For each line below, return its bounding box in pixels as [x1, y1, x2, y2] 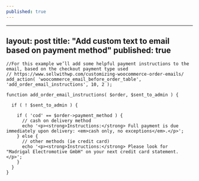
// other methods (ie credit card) [21, 138, 110, 145]
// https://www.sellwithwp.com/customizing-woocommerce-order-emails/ [6, 72, 184, 77]
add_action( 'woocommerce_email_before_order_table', [6, 76, 142, 83]
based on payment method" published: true [6, 46, 171, 56]
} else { [17, 134, 38, 140]
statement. [152, 149, 179, 155]
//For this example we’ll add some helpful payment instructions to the [6, 61, 190, 67]
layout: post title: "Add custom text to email [6, 36, 170, 46]
